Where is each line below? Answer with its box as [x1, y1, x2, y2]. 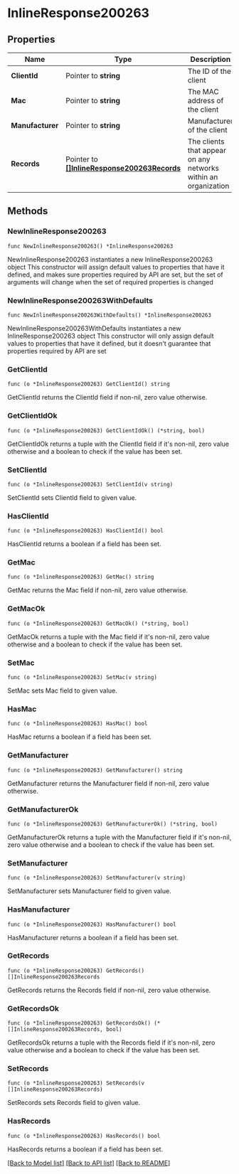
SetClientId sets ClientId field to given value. [7, 493, 137, 502]
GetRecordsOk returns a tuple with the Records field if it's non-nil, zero [7, 1038, 216, 1047]
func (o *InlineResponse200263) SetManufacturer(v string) [7, 875, 186, 882]
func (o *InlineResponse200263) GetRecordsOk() [7, 1020, 152, 1027]
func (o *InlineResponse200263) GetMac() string [7, 574, 154, 581]
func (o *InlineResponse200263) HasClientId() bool [7, 528, 164, 535]
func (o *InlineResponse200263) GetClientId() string [7, 380, 171, 388]
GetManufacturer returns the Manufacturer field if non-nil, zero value [7, 779, 210, 787]
